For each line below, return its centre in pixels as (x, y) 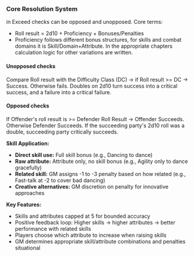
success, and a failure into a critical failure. (59, 92)
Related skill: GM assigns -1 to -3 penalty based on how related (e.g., (100, 174)
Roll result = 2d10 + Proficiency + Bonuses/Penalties (79, 33)
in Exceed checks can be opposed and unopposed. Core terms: (84, 22)
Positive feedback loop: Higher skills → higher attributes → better (95, 222)
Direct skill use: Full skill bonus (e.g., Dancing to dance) (84, 155)
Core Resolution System (42, 9)
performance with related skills (53, 229)
